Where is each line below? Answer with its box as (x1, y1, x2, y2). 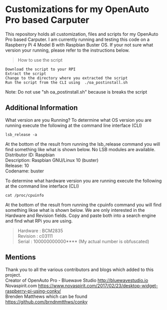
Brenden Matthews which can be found (5, 293, 88, 299)
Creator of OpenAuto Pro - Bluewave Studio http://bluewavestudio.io (5, 277, 148, 283)
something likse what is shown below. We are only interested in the (5, 207, 145, 213)
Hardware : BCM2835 (17, 228, 63, 234)
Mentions (5, 253, 36, 261)
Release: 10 (5, 162, 29, 168)
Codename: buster (5, 168, 45, 174)
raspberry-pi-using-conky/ (5, 288, 61, 294)
